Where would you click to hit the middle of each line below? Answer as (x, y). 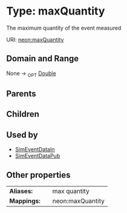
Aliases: (21, 191)
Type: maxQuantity (56, 11)
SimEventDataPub (37, 156)
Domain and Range (43, 59)
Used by (22, 135)
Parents (21, 93)
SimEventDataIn (35, 149)
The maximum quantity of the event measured (64, 28)
